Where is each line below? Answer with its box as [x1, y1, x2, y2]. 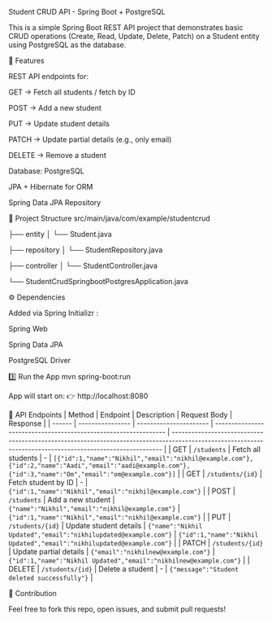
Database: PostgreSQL [8, 166, 85, 176]
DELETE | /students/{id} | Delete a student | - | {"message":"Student [8, 564, 240, 573]
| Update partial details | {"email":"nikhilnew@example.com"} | [8, 547, 215, 556]
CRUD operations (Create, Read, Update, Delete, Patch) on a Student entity [8, 32, 260, 41]
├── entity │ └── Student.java [8, 230, 112, 239]
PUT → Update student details [8, 119, 110, 129]
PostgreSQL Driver [8, 356, 71, 365]
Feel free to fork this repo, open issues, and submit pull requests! [8, 604, 227, 614]
